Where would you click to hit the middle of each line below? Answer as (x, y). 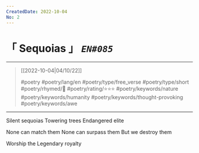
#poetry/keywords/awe (49, 104)
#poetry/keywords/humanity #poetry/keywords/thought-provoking (102, 97)
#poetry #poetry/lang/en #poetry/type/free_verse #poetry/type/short (105, 82)
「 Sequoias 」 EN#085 (60, 48)
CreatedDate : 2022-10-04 (37, 12)
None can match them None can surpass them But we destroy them (89, 132)
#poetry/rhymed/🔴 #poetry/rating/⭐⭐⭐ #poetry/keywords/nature (99, 89)
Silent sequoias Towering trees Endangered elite (65, 121)
